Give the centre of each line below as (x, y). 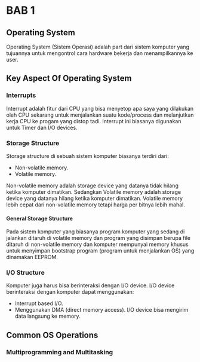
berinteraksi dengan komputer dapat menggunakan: (70, 292)
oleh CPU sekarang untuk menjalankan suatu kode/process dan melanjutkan (100, 115)
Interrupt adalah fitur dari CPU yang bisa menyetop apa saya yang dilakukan (100, 108)
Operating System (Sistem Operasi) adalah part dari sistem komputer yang (98, 47)
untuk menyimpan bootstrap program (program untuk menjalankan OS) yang (100, 251)
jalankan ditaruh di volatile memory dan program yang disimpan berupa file (99, 238)
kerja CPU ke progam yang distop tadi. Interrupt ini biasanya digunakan (94, 121)
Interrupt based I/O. (39, 303)
